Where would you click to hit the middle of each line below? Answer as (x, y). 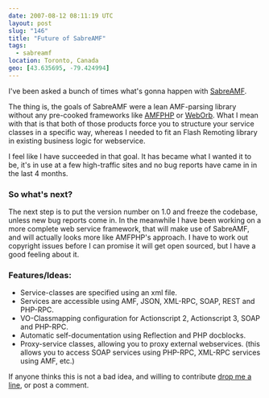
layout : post (30, 23)
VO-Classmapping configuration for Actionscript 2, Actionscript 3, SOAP (140, 318)
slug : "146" (28, 31)
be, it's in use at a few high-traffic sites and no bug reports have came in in (133, 165)
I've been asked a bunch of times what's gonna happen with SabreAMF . (128, 91)
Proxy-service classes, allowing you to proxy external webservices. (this (140, 344)
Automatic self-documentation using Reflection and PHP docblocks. (133, 335)
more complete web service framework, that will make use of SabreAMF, (129, 229)
